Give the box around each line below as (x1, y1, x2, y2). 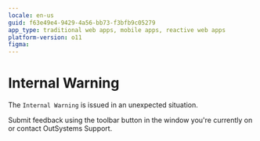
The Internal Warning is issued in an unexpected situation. (8, 100, 198, 110)
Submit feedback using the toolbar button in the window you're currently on (8, 115, 253, 125)
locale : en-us (8, 11, 55, 20)
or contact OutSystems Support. (8, 124, 113, 133)
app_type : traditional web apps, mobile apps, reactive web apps (8, 26, 226, 34)
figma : (8, 41, 30, 49)
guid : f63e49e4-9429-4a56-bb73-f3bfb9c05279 (8, 19, 156, 27)
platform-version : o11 (8, 33, 82, 42)
